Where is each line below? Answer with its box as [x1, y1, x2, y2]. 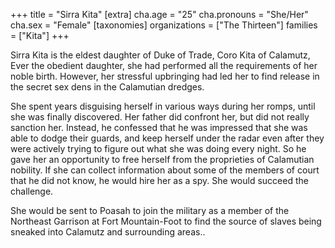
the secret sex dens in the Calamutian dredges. [10, 81, 205, 93]
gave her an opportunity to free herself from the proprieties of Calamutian [10, 154, 315, 165]
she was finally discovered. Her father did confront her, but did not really [10, 111, 310, 123]
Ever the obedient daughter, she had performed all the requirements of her [10, 60, 318, 71]
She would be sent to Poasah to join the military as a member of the [10, 205, 290, 216]
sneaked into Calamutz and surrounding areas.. [10, 226, 206, 238]
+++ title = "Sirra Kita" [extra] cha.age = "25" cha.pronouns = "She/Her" [10, 9, 309, 20]
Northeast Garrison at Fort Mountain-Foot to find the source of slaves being [10, 215, 322, 227]
